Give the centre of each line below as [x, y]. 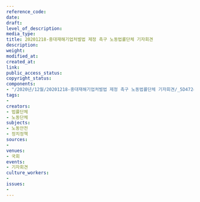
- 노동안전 [17, 128]
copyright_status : [29, 78]
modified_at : [22, 56]
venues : [16, 151]
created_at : [21, 62]
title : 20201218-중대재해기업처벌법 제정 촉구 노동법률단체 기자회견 [80, 39]
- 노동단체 [17, 117]
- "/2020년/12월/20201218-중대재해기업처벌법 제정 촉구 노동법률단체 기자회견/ [92, 90]
